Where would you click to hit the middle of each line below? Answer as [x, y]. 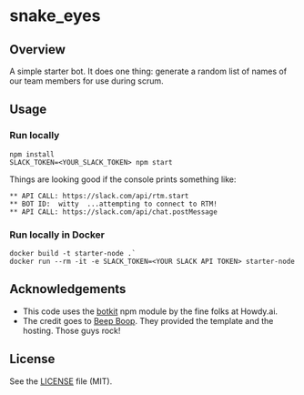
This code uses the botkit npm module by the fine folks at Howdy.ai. [150, 311]
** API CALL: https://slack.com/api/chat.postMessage [114, 212]
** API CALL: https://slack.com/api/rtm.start [99, 196]
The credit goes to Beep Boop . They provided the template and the [148, 320]
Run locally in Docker [57, 235]
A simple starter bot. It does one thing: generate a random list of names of [148, 71]
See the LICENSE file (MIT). [61, 381]
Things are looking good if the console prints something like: [123, 179]
